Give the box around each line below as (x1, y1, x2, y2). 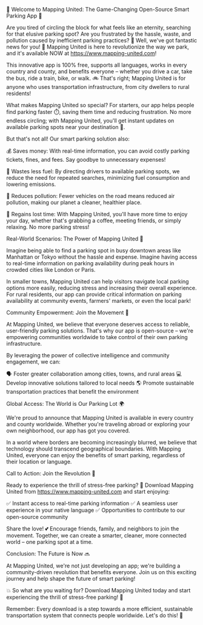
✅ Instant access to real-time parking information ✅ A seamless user (6, 500, 178, 507)
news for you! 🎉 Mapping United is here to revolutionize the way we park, (6, 43, 189, 50)
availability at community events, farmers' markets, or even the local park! (6, 297, 191, 304)
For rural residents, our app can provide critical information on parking (6, 291, 182, 298)
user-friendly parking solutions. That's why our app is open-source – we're (6, 327, 194, 334)
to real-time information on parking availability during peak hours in (6, 260, 175, 266)
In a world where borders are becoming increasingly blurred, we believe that (6, 439, 197, 446)
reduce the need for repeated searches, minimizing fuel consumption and (6, 174, 190, 181)
